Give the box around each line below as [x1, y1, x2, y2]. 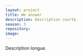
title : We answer [5, 12, 42, 17]
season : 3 [5, 21, 26, 27]
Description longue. [5, 45, 47, 51]
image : [5, 31, 19, 36]
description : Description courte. [5, 17, 79, 22]
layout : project [5, 7, 40, 13]
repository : [5, 26, 31, 32]
